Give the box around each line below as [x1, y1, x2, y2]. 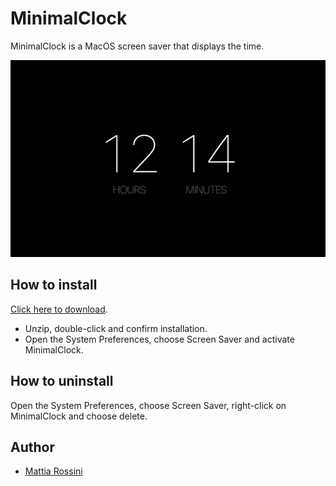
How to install [10, 277, 98, 294]
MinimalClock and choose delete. [10, 410, 148, 422]
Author [10, 438, 55, 456]
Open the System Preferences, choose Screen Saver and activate [24, 333, 295, 345]
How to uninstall [10, 373, 114, 390]
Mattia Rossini [24, 465, 83, 477]
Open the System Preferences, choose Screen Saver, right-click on [10, 399, 287, 411]
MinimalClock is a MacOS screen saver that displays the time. [10, 40, 265, 52]
